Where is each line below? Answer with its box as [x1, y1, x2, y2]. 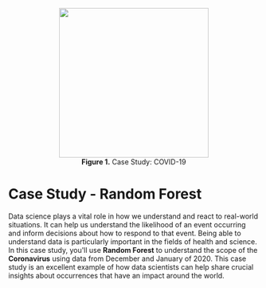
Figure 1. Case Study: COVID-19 [81, 157, 186, 167]
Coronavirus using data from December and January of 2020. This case [8, 254, 247, 263]
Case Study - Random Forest [8, 185, 202, 203]
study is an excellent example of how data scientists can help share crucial [8, 262, 254, 271]
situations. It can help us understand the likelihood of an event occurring [8, 219, 246, 229]
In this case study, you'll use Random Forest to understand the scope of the [8, 245, 258, 254]
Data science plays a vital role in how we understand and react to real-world [8, 211, 259, 221]
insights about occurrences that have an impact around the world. [8, 270, 225, 280]
